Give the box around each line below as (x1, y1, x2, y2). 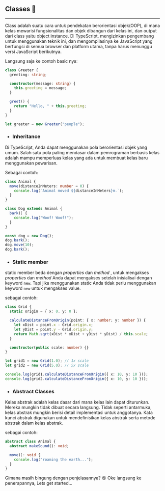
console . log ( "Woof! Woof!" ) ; (14, 215, 74, 220)
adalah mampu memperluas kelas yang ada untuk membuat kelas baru (5, 155, 148, 161)
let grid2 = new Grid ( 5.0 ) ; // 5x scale (5, 363, 89, 368)
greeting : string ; (9, 72, 48, 77)
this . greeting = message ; (14, 85, 67, 91)
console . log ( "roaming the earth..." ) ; (14, 457, 93, 462)
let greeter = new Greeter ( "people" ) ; (5, 121, 84, 127)
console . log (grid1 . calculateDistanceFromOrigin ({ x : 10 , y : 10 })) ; (5, 372, 148, 377)
